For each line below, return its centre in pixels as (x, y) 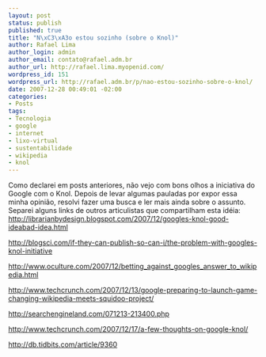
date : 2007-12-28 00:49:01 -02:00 (65, 89)
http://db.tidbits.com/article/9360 (63, 344)
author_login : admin (42, 52)
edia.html (23, 275)
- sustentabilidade (40, 148)
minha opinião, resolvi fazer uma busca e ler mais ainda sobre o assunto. (127, 202)
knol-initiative (30, 251)
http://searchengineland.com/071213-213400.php (89, 314)
